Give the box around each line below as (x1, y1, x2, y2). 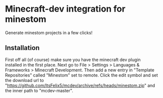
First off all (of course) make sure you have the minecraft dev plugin (5, 57, 141, 63)
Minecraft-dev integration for (5, 3, 126, 15)
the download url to (5, 77, 44, 83)
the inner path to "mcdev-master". (5, 87, 74, 93)
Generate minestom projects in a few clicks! (5, 30, 93, 35)
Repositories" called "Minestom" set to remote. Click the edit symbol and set (5, 72, 158, 78)
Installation (5, 44, 40, 52)
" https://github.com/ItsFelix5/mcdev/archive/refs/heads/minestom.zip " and (5, 82, 155, 88)
